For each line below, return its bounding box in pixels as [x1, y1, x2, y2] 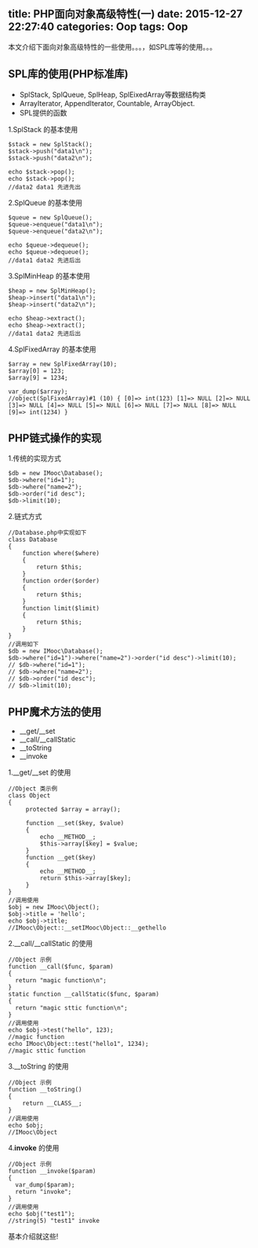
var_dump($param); [15, 1181, 76, 1189]
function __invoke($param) [8, 1167, 96, 1176]
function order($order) [22, 577, 100, 585]
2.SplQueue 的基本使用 [8, 197, 83, 207]
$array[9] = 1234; [8, 374, 68, 381]
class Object [8, 792, 51, 800]
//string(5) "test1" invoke [8, 1217, 100, 1225]
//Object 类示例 [8, 785, 58, 793]
